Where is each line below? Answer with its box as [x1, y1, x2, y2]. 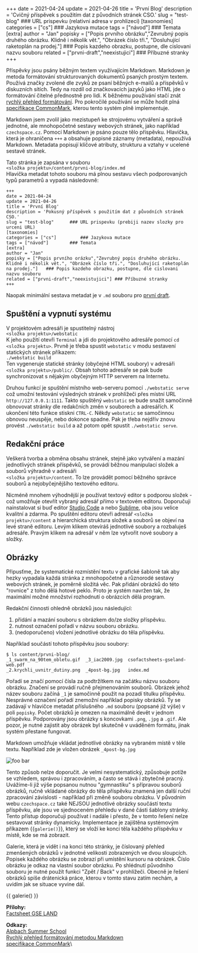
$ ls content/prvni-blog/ [6, 652, 70, 658]
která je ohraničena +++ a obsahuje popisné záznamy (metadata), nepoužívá [6, 135, 191, 141]
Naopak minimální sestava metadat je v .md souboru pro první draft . [6, 292, 170, 298]
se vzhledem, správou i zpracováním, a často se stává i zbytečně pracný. [6, 775, 184, 782]
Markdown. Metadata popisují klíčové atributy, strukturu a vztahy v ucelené [6, 141, 190, 148]
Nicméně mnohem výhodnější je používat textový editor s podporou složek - [6, 491, 192, 498]
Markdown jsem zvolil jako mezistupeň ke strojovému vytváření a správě [6, 116, 183, 123]
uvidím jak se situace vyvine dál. [6, 881, 85, 888]
